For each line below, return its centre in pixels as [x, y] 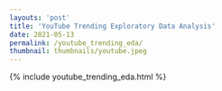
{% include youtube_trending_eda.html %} [88, 77]
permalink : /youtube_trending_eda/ [76, 43]
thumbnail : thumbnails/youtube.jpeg [78, 51]
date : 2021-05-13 [42, 34]
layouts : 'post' [40, 18]
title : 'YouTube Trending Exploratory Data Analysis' [113, 26]
